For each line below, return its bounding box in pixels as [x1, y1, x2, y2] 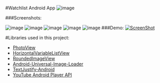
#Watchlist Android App [5, 5, 55, 11]
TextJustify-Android [12, 67, 55, 72]
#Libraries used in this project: [5, 35, 70, 40]
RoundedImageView [12, 55, 55, 61]
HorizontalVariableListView [12, 50, 70, 56]
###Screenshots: [5, 15, 42, 20]
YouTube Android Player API [12, 72, 73, 78]
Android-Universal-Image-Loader [12, 61, 83, 67]
